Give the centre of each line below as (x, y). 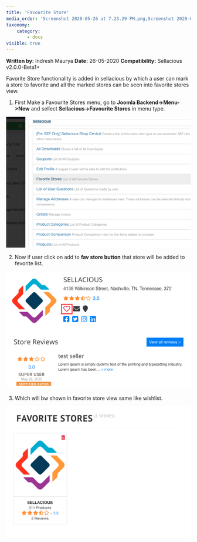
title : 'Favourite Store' (38, 12)
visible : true (23, 44)
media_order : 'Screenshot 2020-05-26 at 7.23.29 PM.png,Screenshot (90, 19)
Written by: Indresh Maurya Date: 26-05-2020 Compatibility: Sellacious (94, 61)
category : (29, 31)
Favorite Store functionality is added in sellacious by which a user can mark (97, 78)
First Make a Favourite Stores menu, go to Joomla (75, 102)
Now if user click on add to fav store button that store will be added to (100, 257)
